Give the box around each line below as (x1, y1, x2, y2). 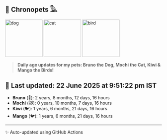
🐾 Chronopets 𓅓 (5, 5, 58, 14)
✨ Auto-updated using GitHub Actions (5, 129, 83, 135)
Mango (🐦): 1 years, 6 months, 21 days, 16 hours (12, 113, 113, 119)
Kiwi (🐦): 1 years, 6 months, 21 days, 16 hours (12, 105, 108, 111)
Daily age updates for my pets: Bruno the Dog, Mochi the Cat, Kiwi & (17, 62, 161, 68)
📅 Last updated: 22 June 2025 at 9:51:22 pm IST (5, 81, 157, 90)
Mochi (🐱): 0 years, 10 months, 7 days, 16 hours (12, 100, 112, 106)
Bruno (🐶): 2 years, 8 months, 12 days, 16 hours (12, 94, 110, 100)
